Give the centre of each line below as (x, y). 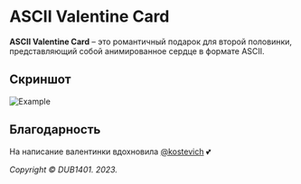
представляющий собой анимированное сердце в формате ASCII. (137, 51)
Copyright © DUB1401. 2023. (63, 170)
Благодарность (55, 129)
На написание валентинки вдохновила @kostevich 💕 (110, 152)
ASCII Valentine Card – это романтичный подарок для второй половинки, (150, 41)
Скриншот (40, 80)
